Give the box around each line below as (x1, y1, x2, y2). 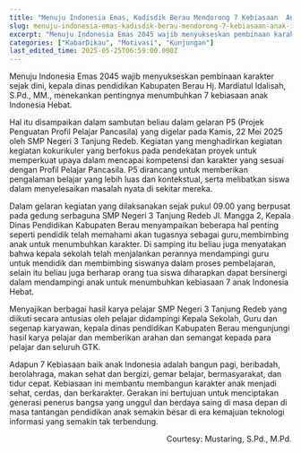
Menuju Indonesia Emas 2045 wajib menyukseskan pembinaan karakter (9, 71, 275, 81)
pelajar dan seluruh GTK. (9, 342, 101, 353)
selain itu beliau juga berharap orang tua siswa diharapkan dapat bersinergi (9, 268, 288, 278)
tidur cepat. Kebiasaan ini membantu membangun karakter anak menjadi (9, 378, 278, 389)
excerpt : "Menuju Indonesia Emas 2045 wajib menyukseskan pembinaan (9, 30, 271, 38)
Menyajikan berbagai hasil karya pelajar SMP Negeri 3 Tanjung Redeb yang (9, 303, 288, 314)
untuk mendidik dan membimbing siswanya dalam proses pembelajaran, (9, 258, 276, 269)
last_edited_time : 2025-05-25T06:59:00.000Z (9, 47, 178, 56)
